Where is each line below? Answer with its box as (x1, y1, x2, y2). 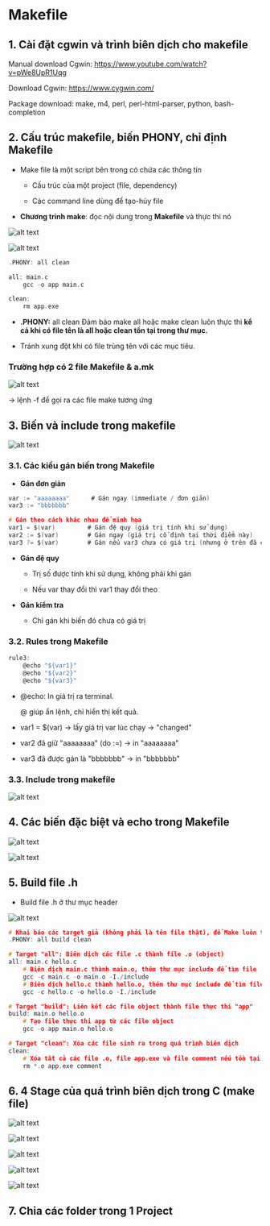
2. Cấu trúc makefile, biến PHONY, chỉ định (8, 131, 227, 144)
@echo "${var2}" (22, 669, 78, 677)
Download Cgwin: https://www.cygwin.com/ (8, 83, 154, 93)
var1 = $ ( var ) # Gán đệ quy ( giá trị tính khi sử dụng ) (8, 524, 228, 532)
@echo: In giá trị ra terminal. (19, 691, 114, 700)
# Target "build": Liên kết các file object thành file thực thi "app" (8, 1002, 253, 1011)
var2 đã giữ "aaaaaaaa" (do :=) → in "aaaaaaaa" (19, 738, 179, 747)
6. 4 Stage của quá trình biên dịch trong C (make (8, 1084, 256, 1098)
